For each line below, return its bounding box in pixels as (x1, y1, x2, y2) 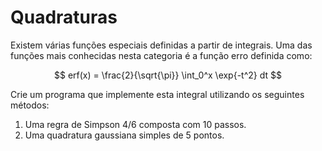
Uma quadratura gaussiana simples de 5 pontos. (24, 129, 225, 141)
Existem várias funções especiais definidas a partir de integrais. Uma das (10, 39, 313, 51)
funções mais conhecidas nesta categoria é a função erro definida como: (10, 49, 313, 61)
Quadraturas (10, 6, 118, 29)
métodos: (10, 99, 50, 111)
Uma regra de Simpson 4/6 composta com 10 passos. (24, 118, 247, 130)
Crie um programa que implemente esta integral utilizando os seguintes (10, 88, 305, 100)
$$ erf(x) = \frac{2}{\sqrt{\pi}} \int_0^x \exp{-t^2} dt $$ (54, 69, 282, 81)
